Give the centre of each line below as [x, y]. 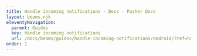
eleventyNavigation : [31, 22]
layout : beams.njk [28, 17]
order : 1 [17, 44]
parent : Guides [30, 28]
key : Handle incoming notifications [56, 33]
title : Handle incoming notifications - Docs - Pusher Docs [81, 11]
